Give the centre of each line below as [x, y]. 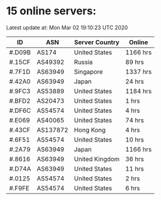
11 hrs [135, 168]
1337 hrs [139, 72]
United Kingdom [97, 159]
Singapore [89, 72]
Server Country [97, 42]
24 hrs [135, 81]
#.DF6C [20, 110]
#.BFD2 [20, 101]
